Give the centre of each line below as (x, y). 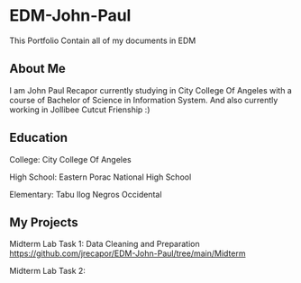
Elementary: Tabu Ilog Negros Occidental (86, 194)
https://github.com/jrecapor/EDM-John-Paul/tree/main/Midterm (128, 253)
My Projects (44, 222)
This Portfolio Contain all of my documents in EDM (103, 40)
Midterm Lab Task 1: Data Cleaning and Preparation (105, 244)
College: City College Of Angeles (71, 159)
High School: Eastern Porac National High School (100, 177)
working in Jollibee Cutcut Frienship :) (80, 110)
